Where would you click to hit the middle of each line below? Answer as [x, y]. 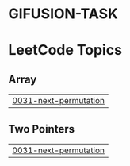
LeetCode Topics [65, 50]
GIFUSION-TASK [63, 14]
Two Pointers [42, 129]
